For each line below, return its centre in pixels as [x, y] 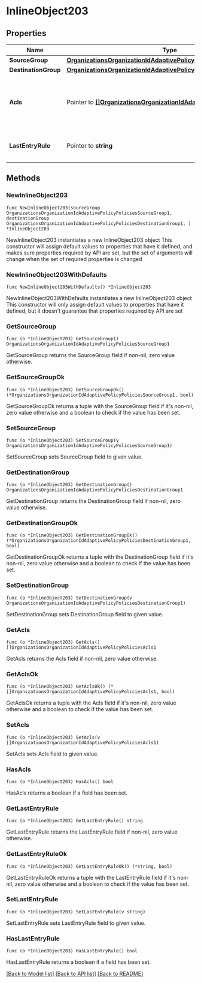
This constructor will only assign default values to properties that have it [95, 304]
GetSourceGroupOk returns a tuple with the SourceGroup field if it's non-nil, [100, 406]
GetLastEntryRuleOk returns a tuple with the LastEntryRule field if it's [91, 877]
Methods [23, 178]
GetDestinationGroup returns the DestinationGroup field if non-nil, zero [94, 501]
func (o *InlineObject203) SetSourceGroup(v [63, 440]
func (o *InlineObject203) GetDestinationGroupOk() [72, 535]
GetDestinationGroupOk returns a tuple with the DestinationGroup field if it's [100, 557]
